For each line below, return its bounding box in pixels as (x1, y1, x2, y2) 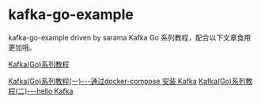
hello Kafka (36, 86, 74, 96)
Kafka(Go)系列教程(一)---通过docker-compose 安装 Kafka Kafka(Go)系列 (8, 76, 246, 86)
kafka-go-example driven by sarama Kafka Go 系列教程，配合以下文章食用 (8, 32, 252, 42)
